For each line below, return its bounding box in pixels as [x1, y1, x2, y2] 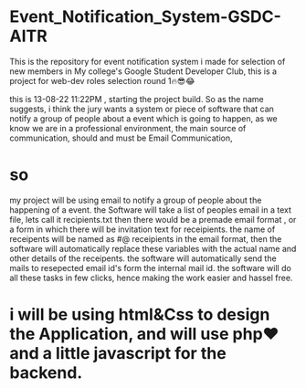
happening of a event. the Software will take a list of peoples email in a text [9, 204, 292, 215]
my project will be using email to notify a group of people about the [9, 194, 262, 205]
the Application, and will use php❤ [9, 324, 280, 344]
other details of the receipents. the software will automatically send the [9, 253, 277, 264]
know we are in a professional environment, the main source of [9, 122, 247, 133]
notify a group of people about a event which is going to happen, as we [9, 112, 279, 124]
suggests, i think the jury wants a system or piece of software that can [9, 103, 274, 114]
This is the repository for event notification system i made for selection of [9, 56, 286, 67]
